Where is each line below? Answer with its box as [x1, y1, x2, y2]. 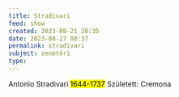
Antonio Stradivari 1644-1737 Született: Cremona [8, 78, 172, 89]
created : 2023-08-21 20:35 [8, 27, 100, 35]
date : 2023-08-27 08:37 [8, 34, 89, 43]
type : [8, 57, 27, 65]
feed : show [8, 19, 45, 27]
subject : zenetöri [8, 49, 70, 57]
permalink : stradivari [8, 42, 85, 50]
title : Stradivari [8, 11, 70, 20]
